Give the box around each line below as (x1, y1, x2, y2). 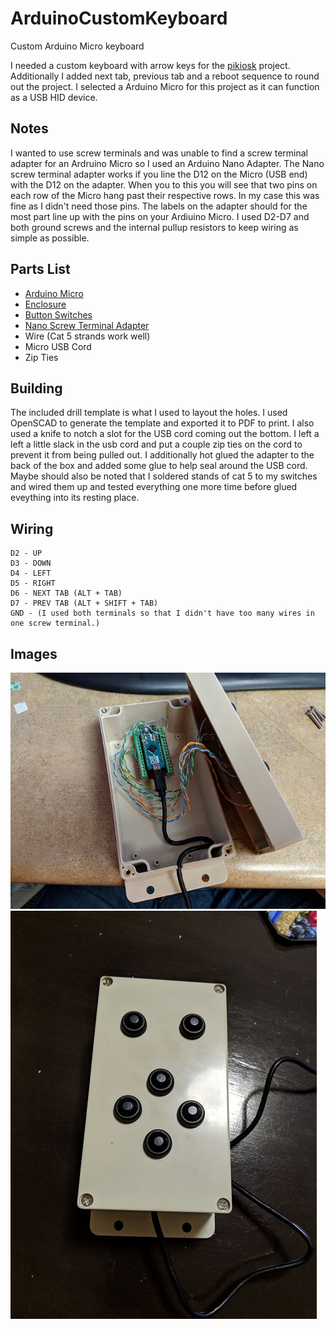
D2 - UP (10, 548, 43, 559)
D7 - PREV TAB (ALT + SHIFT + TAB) (10, 598, 159, 609)
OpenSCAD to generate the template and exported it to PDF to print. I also (10, 417, 315, 429)
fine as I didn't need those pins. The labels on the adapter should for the (10, 200, 308, 212)
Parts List (10, 261, 71, 278)
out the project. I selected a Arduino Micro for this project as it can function (10, 80, 320, 92)
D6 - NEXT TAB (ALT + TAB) (10, 588, 123, 599)
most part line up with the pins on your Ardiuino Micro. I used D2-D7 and (10, 210, 310, 222)
